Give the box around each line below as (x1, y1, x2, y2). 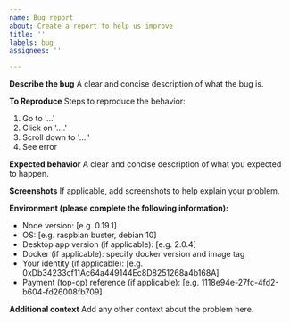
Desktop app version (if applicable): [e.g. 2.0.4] (21, 239, 196, 250)
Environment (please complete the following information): (9, 203, 229, 214)
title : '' (9, 29, 46, 38)
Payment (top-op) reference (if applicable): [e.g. (21, 277, 200, 288)
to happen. (9, 169, 49, 179)
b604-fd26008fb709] (21, 286, 103, 297)
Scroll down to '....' (21, 132, 91, 143)
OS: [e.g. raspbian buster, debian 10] (21, 229, 157, 241)
